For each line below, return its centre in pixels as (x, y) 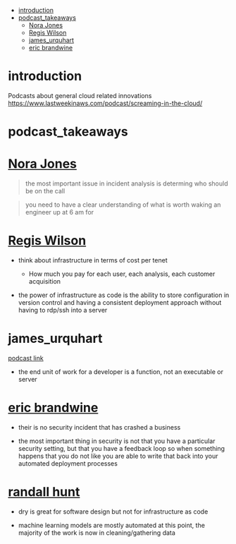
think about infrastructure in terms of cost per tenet (93, 260)
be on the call (45, 191)
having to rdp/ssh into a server (63, 310)
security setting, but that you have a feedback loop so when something (121, 448)
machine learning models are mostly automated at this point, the (111, 525)
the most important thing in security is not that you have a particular (117, 441)
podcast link (26, 358)
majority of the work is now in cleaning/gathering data (97, 533)
